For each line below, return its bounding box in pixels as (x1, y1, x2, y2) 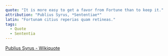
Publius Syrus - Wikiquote (5, 45, 60, 51)
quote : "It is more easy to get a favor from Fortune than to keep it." (5, 7, 164, 13)
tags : (5, 21, 17, 27)
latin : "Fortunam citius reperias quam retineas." (5, 17, 116, 22)
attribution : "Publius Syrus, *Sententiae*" (5, 12, 102, 17)
